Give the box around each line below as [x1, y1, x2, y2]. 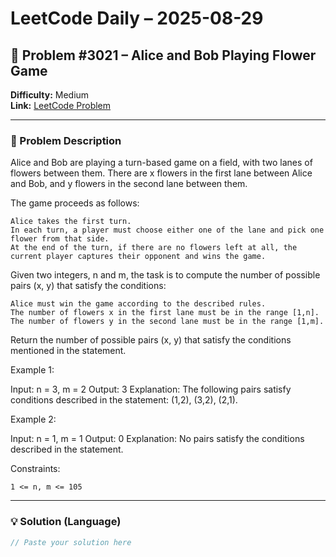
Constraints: [10, 463, 61, 475]
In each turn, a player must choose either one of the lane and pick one [10, 225, 325, 236]
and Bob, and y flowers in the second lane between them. [10, 178, 248, 190]
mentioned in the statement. [10, 345, 127, 357]
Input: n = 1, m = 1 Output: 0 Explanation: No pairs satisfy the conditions [10, 433, 305, 445]
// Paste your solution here [10, 537, 132, 547]
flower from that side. [10, 234, 110, 244]
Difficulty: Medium [10, 89, 90, 101]
